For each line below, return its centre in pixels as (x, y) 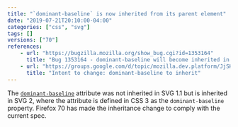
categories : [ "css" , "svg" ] (49, 27)
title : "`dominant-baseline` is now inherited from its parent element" (117, 14)
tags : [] (20, 34)
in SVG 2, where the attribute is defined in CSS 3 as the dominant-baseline (116, 100)
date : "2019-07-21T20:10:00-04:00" (60, 20)
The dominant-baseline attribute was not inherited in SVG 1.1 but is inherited (118, 93)
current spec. (27, 115)
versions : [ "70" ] (33, 40)
